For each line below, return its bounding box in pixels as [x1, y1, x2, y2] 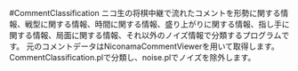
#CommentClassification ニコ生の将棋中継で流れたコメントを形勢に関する [9, 8, 281, 18]
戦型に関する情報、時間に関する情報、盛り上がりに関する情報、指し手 [24, 19, 282, 29]
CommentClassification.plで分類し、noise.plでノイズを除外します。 [9, 52, 256, 62]
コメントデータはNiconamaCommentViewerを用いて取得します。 [41, 41, 279, 51]
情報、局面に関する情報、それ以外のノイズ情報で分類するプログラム [32, 30, 282, 40]
